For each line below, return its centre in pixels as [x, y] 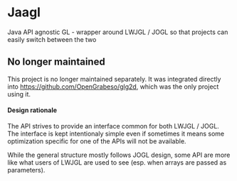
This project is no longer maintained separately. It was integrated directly [114, 79]
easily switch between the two [52, 39]
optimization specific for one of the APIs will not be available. [97, 141]
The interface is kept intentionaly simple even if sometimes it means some [116, 133]
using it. [19, 94]
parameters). [26, 170]
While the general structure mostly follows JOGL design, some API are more [119, 155]
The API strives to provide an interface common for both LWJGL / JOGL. [113, 126]
